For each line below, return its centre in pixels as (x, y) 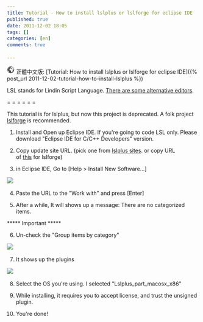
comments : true (26, 45)
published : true (27, 19)
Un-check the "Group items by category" (67, 235)
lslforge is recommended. (39, 120)
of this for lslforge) (39, 157)
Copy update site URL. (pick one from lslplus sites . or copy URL (95, 150)
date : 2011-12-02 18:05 (37, 26)
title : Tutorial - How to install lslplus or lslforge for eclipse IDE (100, 13)
